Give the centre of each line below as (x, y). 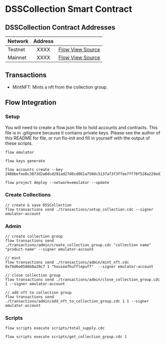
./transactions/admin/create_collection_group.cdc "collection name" (78, 245)
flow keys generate (25, 161)
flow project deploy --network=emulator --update (57, 182)
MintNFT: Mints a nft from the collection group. (60, 87)
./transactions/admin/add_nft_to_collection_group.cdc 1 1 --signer (77, 301)
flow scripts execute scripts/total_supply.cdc (55, 328)
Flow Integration (31, 103)
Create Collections (28, 195)
